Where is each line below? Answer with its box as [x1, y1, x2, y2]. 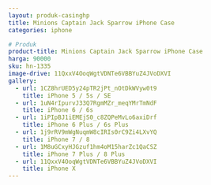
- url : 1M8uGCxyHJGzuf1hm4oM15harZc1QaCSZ [15, 142, 157, 150]
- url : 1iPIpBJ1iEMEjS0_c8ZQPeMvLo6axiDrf [15, 113, 157, 122]
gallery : [8, 76, 37, 85]
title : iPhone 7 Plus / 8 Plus [22, 150, 126, 158]
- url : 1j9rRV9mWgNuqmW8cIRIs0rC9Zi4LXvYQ [15, 128, 157, 136]
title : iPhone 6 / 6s [22, 106, 93, 114]
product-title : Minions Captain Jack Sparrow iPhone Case [8, 48, 203, 56]
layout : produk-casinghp [8, 11, 90, 20]
